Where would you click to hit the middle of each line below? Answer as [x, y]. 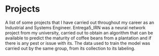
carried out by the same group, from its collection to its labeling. [70, 48]
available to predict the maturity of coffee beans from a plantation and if [78, 38]
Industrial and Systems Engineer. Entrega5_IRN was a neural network [75, 27]
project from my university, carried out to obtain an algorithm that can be [79, 33]
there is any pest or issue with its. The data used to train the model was [78, 43]
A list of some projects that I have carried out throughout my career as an [80, 22]
